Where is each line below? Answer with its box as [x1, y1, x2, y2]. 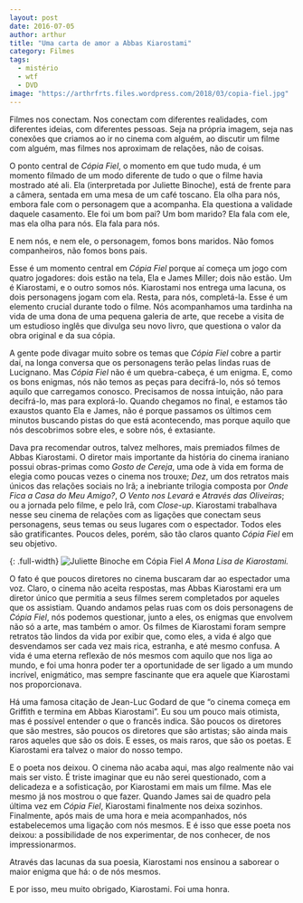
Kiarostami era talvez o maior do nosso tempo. [9, 744, 184, 756]
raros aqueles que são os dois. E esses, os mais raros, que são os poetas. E [9, 735, 292, 746]
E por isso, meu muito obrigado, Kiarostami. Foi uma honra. [9, 883, 231, 894]
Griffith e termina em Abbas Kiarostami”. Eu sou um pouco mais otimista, [9, 706, 280, 717]
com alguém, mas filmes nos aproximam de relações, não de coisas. [9, 142, 264, 154]
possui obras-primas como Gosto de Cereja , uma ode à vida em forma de [9, 461, 284, 471]
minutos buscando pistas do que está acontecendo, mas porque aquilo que [9, 414, 291, 425]
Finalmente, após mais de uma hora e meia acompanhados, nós [9, 810, 247, 821]
